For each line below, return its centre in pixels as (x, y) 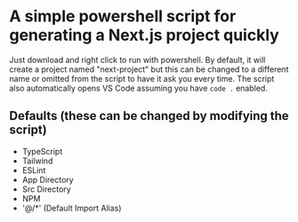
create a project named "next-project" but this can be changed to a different (149, 69)
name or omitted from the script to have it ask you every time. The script (142, 78)
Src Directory (46, 189)
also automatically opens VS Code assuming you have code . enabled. (139, 88)
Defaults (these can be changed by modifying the (149, 116)
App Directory (48, 179)
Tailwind (37, 161)
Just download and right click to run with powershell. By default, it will (137, 59)
